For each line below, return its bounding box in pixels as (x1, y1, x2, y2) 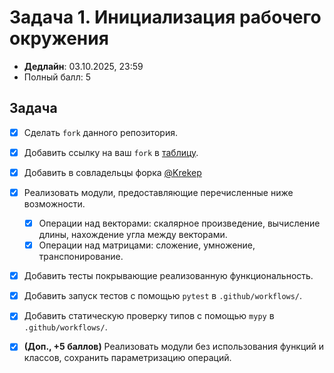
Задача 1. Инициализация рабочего (9, 6, 322, 29)
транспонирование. (38, 251, 124, 263)
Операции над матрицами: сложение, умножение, (38, 239, 256, 251)
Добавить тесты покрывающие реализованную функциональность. (23, 270, 314, 282)
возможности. (23, 198, 86, 210)
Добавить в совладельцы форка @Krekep (23, 166, 202, 178)
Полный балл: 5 (23, 71, 91, 83)
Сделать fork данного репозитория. (23, 126, 178, 138)
